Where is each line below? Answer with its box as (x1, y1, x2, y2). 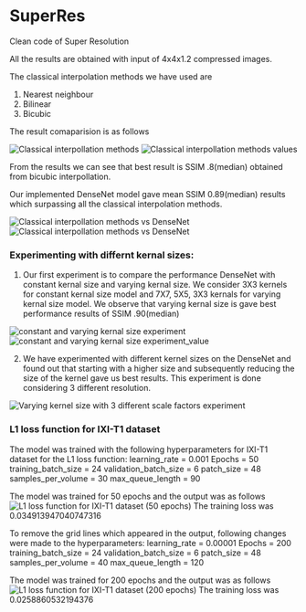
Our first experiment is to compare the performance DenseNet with (22, 269, 276, 280)
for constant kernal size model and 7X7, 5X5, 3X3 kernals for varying (22, 289, 281, 300)
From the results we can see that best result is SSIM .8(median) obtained (9, 161, 283, 172)
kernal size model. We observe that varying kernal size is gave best (22, 299, 277, 310)
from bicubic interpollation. (9, 171, 111, 182)
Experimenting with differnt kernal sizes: (9, 248, 195, 261)
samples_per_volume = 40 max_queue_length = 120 (9, 556, 205, 567)
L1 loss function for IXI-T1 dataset (9, 423, 161, 436)
